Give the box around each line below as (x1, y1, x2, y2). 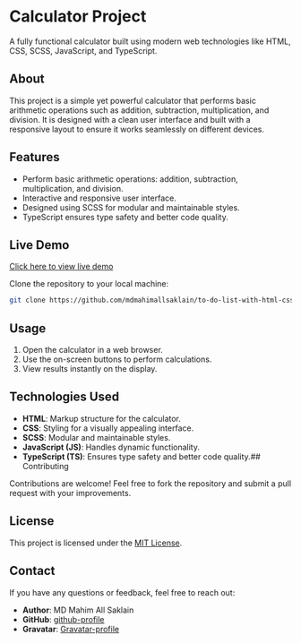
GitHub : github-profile (21, 613, 105, 624)
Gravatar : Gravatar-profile (21, 623, 119, 634)
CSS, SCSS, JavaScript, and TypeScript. (9, 45, 158, 56)
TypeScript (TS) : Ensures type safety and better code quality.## (21, 450, 262, 462)
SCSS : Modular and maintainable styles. (21, 432, 171, 442)
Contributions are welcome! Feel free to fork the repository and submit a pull (9, 477, 292, 489)
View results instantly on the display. (21, 364, 158, 374)
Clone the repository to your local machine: (9, 279, 169, 289)
